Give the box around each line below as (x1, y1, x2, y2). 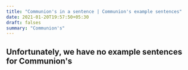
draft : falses (6, 19, 42, 25)
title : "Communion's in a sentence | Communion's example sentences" (6, 8, 183, 15)
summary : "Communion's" (6, 25, 65, 31)
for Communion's (6, 56, 73, 66)
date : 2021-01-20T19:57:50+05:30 (6, 14, 89, 20)
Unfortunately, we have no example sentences (6, 46, 183, 56)
